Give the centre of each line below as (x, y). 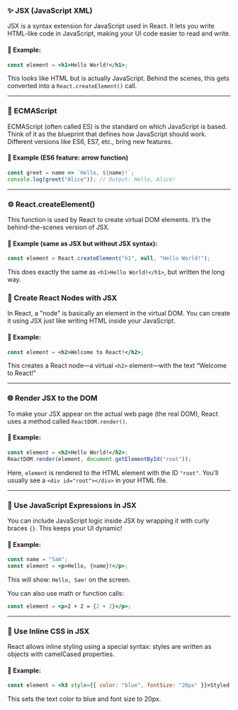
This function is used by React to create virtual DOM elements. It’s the (109, 219)
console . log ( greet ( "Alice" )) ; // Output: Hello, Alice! (91, 179)
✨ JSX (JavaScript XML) (50, 11)
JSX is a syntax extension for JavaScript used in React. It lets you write (111, 26)
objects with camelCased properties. (61, 654)
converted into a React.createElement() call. (72, 86)
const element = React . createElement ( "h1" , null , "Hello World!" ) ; (109, 259)
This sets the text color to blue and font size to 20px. (84, 699)
